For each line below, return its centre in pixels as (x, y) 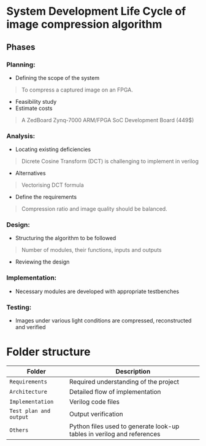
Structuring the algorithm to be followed (66, 238)
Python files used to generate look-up (124, 426)
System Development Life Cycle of (96, 11)
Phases (21, 47)
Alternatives (30, 173)
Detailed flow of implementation (115, 392)
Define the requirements (46, 197)
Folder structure (48, 352)
